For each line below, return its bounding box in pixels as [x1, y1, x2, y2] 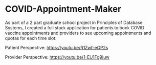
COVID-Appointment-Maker [5, 3, 121, 15]
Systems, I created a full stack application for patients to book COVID [5, 24, 145, 30]
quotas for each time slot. [5, 35, 57, 41]
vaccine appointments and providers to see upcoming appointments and [5, 30, 152, 36]
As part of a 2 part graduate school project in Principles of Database [5, 20, 143, 25]
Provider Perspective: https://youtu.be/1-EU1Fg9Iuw [5, 54, 110, 60]
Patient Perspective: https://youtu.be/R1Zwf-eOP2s [5, 44, 109, 50]
